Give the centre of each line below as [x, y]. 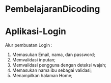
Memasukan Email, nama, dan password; [54, 55]
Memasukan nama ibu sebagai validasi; [52, 70]
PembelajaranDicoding [53, 9]
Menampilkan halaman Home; [42, 76]
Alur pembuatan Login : [29, 45]
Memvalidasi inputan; [34, 60]
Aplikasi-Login [36, 32]
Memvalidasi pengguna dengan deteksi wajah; [59, 65]
